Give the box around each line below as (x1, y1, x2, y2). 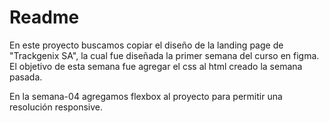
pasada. (9, 71, 43, 83)
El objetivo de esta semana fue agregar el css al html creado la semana (9, 60, 303, 72)
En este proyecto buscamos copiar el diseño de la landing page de (9, 39, 284, 51)
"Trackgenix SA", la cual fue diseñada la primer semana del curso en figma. (9, 49, 320, 61)
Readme (9, 6, 80, 29)
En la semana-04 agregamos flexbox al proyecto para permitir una (9, 90, 283, 102)
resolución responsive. (9, 101, 104, 113)
